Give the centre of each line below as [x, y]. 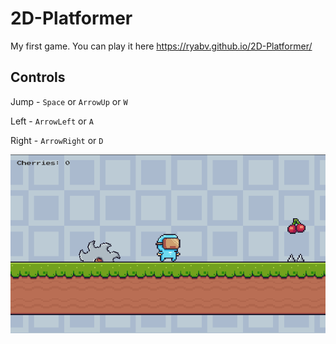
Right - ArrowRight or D [57, 140]
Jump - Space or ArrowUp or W [69, 101]
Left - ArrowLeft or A [52, 121]
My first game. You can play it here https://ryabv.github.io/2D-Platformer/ [161, 46]
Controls [38, 77]
